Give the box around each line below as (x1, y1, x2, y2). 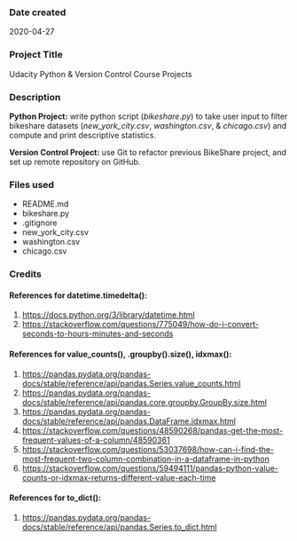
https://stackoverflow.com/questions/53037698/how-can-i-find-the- (21, 443, 275, 454)
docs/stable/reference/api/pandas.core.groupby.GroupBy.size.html (21, 396, 268, 407)
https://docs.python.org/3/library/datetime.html (21, 310, 195, 320)
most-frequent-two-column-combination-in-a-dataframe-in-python (21, 453, 270, 464)
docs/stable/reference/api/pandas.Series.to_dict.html (21, 521, 217, 532)
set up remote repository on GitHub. (9, 156, 141, 167)
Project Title (9, 49, 64, 61)
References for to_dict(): (9, 492, 102, 503)
